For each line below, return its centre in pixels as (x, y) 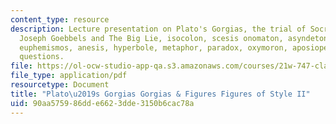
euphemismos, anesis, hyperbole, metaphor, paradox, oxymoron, (153, 47)
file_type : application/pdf (69, 76)
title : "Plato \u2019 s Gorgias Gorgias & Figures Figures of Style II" (160, 94)
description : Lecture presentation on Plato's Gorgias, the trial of (158, 29)
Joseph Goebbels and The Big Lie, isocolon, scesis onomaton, (151, 38)
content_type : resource (60, 19)
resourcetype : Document (60, 85)
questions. (42, 57)
